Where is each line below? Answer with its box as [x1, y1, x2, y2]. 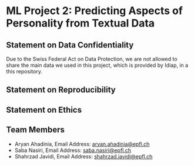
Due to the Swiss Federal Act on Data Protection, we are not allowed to [6, 56, 178, 62]
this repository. [6, 68, 43, 74]
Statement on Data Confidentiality [6, 40, 134, 50]
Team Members [6, 125, 65, 135]
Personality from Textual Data [6, 16, 155, 30]
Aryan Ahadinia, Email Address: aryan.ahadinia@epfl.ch [14, 140, 150, 147]
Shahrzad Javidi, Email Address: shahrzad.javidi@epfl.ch [14, 153, 153, 160]
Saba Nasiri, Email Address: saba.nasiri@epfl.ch [14, 147, 131, 154]
